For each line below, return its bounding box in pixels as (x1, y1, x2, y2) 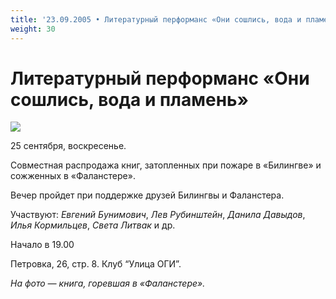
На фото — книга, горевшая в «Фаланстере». (10, 277, 206, 290)
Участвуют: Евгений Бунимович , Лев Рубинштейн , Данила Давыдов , (10, 209, 306, 221)
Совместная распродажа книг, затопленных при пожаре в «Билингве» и (10, 159, 322, 171)
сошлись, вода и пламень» (10, 88, 250, 111)
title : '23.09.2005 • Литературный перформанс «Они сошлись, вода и (10, 14, 302, 25)
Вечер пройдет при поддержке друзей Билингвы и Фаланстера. (10, 189, 285, 201)
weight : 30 (10, 24, 56, 34)
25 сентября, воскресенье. (10, 140, 127, 152)
